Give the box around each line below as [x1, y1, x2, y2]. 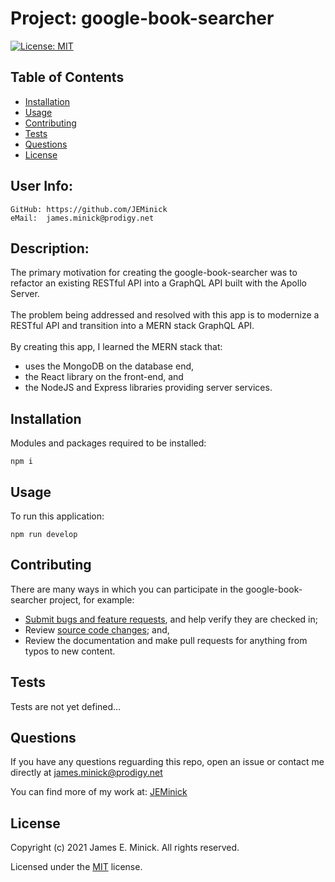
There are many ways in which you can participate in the [10, 583, 244, 595]
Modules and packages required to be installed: [10, 437, 207, 449]
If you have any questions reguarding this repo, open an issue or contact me [10, 756, 325, 768]
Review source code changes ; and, [24, 623, 170, 636]
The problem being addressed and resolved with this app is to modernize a [10, 309, 320, 321]
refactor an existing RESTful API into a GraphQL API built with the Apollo [10, 277, 307, 289]
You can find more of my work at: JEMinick [10, 786, 188, 798]
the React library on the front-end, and [24, 371, 184, 383]
